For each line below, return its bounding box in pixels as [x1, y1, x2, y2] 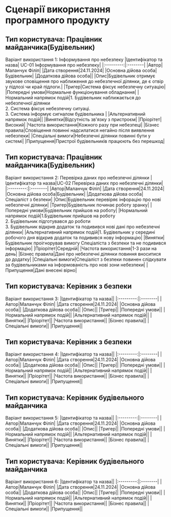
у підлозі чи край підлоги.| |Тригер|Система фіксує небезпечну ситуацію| [5, 84, 166, 90]
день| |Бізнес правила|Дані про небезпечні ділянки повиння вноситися [5, 251, 161, 257]
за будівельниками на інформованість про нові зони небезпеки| [5, 261, 145, 267]
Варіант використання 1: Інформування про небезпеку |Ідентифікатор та [5, 56, 163, 63]
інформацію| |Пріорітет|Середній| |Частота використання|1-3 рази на [5, 245, 157, 252]
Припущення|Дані [5, 267, 45, 273]
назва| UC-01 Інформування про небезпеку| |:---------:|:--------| [5, 62, 145, 68]
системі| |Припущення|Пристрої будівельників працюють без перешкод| [5, 138, 165, 144]
